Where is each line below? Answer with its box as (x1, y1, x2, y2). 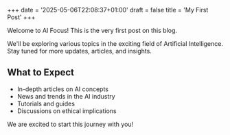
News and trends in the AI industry (16, 92, 115, 100)
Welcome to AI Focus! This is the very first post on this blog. (7, 27, 177, 34)
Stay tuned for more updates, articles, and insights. (7, 47, 152, 55)
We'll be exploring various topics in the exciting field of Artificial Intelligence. (7, 40, 223, 47)
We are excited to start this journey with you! (7, 120, 134, 128)
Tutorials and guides (16, 99, 76, 108)
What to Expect (7, 66, 74, 78)
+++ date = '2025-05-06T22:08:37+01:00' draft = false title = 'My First (7, 6, 209, 14)
